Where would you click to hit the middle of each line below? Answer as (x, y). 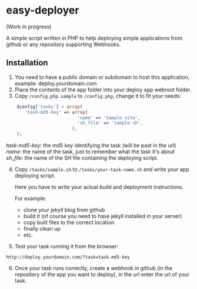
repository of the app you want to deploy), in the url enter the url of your (102, 274)
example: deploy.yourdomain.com (56, 83)
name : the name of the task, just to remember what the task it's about (91, 152)
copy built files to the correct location (69, 222)
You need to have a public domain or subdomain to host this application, (102, 77)
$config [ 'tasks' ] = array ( (50, 107)
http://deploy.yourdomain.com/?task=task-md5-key (68, 257)
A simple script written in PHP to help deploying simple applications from (94, 38)
